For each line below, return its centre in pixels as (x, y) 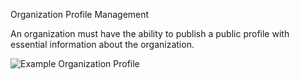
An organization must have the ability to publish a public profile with (150, 33)
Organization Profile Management (80, 14)
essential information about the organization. (102, 44)
